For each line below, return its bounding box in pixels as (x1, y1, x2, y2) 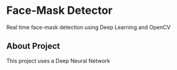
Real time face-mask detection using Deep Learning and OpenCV (6, 24, 171, 31)
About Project (6, 41, 60, 51)
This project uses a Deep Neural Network (6, 57, 110, 64)
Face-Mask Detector (6, 4, 113, 17)
